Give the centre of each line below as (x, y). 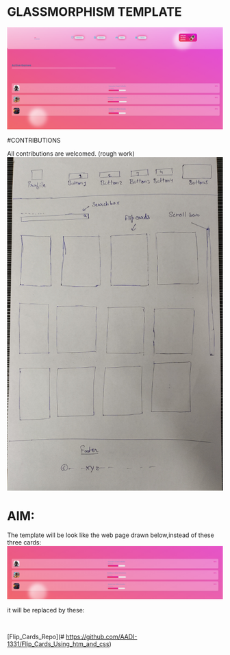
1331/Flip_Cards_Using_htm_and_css (58, 644)
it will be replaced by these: (46, 610)
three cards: (24, 543)
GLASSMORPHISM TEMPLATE (94, 12)
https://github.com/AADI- (102, 637)
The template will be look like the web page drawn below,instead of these (111, 535)
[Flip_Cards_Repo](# (36, 637)
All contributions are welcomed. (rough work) (71, 153)
